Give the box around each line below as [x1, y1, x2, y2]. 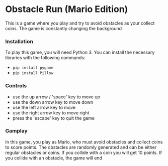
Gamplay [5, 127, 28, 134]
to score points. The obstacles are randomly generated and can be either [5, 144, 157, 150]
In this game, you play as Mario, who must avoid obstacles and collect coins [5, 139, 163, 145]
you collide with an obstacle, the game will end [5, 154, 102, 161]
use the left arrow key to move [12, 104, 76, 110]
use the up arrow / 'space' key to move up [12, 94, 101, 100]
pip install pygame [12, 65, 54, 71]
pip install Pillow [12, 71, 54, 76]
